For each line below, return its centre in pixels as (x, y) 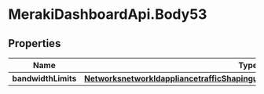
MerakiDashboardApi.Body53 (108, 14)
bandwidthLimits (44, 78)
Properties (35, 43)
